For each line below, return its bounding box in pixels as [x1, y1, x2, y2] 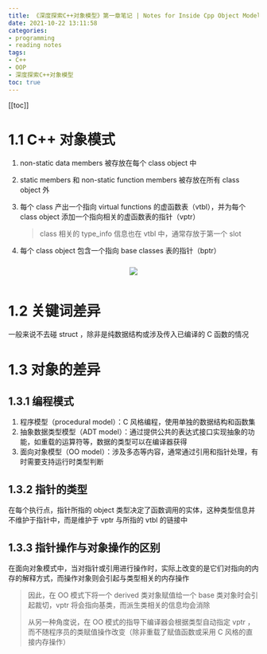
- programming [8, 33, 56, 42]
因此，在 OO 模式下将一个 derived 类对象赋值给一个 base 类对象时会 [27, 590, 252, 600]
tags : [8, 49, 26, 57]
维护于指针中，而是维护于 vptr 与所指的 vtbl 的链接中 [14, 515, 188, 525]
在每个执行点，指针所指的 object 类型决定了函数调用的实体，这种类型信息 [8, 505, 249, 515]
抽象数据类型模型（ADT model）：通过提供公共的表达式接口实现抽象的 [19, 427, 248, 437]
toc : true [8, 78, 41, 86]
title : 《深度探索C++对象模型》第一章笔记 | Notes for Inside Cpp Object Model [8, 11, 261, 20]
